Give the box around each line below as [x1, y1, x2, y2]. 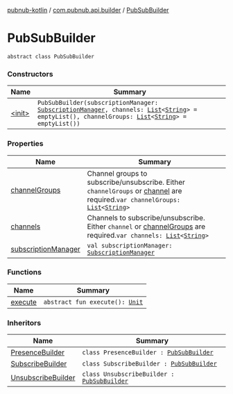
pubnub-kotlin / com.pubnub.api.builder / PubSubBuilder [7, 6, 169, 14]
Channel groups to [87, 168, 148, 178]
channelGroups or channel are [87, 186, 182, 195]
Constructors [7, 69, 53, 79]
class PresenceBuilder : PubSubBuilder [82, 349, 214, 356]
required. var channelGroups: [87, 195, 181, 204]
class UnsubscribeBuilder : [82, 370, 175, 378]
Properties [7, 139, 44, 149]
